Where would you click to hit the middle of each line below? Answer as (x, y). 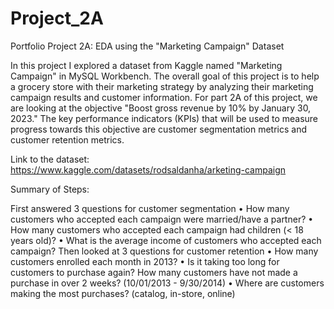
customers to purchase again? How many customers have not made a (154, 272)
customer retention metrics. (67, 139)
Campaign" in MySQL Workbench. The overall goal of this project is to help (165, 76)
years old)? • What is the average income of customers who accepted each (166, 240)
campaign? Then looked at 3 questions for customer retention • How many (164, 251)
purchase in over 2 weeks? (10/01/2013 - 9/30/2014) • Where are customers (167, 283)
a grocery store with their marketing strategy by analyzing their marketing (162, 86)
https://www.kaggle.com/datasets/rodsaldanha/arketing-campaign (148, 169)
